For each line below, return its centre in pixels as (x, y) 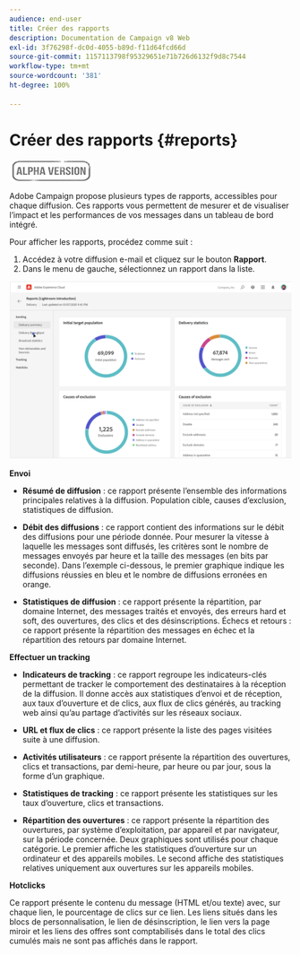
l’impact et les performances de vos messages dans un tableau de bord (141, 214)
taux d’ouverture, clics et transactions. (93, 803)
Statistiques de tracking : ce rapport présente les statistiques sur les (150, 793)
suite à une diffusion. (61, 739)
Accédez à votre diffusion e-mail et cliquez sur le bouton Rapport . (144, 259)
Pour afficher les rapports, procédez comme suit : (101, 241)
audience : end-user (46, 19)
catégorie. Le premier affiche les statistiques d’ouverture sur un (139, 848)
